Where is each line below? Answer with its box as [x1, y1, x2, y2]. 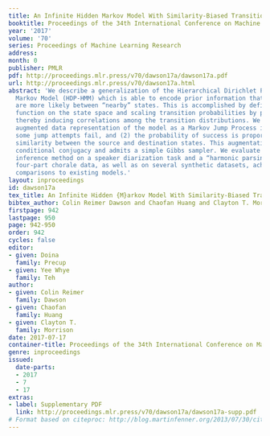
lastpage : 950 [8, 214, 56, 222]
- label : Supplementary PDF [8, 401, 103, 409]
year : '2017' [8, 27, 52, 35]
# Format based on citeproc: [8, 416, 106, 424]
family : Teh [15, 274, 56, 282]
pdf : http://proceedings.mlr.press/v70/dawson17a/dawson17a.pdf [8, 72, 228, 80]
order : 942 [8, 228, 45, 237]
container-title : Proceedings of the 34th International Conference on [8, 341, 253, 349]
